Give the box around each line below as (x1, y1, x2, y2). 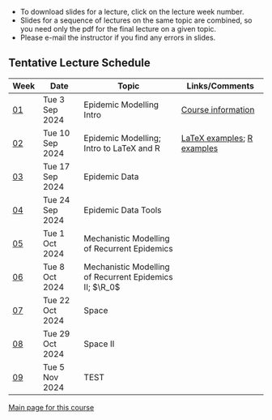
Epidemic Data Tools (83, 204, 162, 216)
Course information (181, 104, 255, 115)
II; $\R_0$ (83, 281, 121, 293)
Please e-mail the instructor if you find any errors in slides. (19, 32, 216, 42)
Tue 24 (43, 194, 70, 205)
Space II (83, 338, 115, 349)
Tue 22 (43, 294, 70, 306)
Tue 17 (43, 161, 70, 172)
